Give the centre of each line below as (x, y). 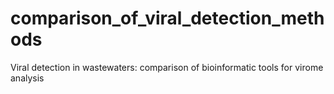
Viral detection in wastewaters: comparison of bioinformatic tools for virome (167, 67)
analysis (27, 78)
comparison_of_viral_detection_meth (167, 18)
